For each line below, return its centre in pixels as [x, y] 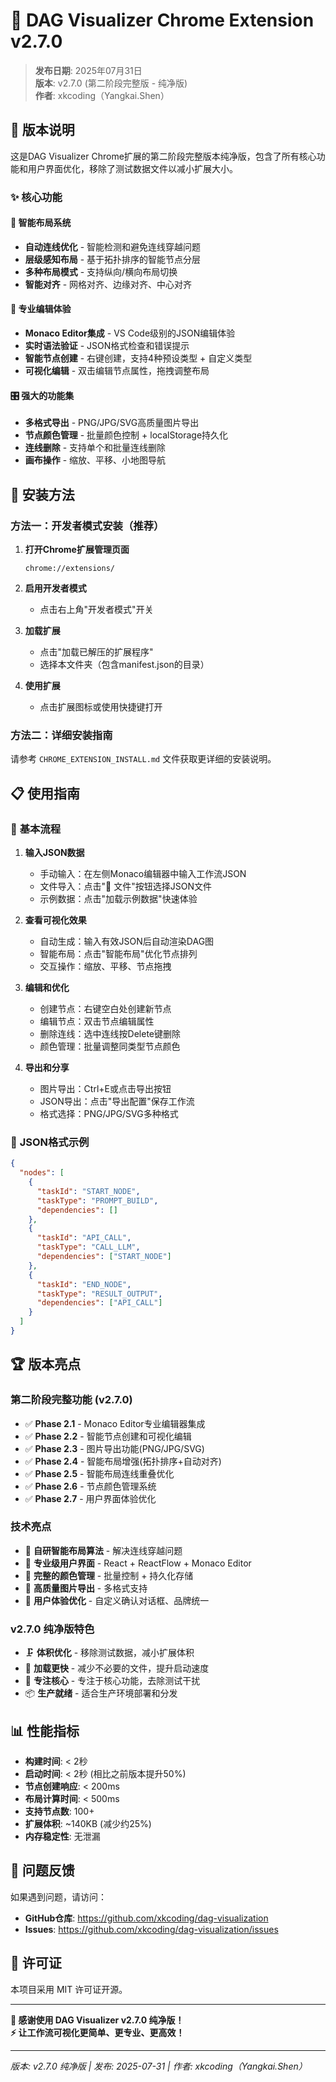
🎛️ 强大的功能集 [42, 395]
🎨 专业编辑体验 [41, 309]
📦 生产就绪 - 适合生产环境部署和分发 [101, 1693]
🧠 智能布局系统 [41, 223]
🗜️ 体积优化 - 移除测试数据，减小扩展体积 [109, 1653]
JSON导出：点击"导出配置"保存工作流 [117, 1101]
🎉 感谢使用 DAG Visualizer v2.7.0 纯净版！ [97, 2020]
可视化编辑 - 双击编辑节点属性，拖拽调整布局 [117, 371]
